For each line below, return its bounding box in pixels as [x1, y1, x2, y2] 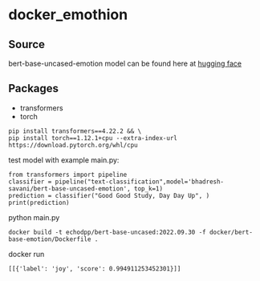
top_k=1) [133, 184, 163, 193]
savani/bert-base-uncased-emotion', [8, 184, 131, 193]
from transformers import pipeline [8, 171, 128, 179]
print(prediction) [8, 199, 70, 207]
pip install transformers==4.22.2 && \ [8, 126, 142, 135]
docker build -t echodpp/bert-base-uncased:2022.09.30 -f [8, 228, 206, 236]
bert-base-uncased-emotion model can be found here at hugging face [8, 58, 242, 68]
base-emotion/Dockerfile [8, 235, 91, 243]
